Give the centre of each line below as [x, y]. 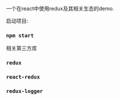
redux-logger [25, 91]
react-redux [23, 77]
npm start [20, 35]
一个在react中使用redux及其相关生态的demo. [60, 8]
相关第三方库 [21, 48]
